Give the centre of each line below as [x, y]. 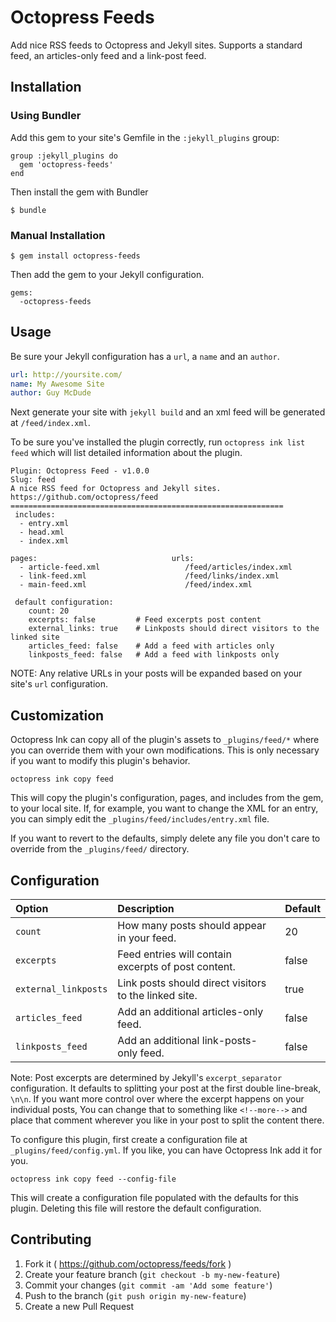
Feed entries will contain [174, 954]
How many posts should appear [192, 925]
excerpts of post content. [176, 966]
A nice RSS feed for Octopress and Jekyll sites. [116, 489]
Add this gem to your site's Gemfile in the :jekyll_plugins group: [145, 137]
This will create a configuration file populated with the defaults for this [155, 1197]
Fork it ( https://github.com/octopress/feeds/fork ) [128, 1263]
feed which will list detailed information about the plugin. [126, 453]
